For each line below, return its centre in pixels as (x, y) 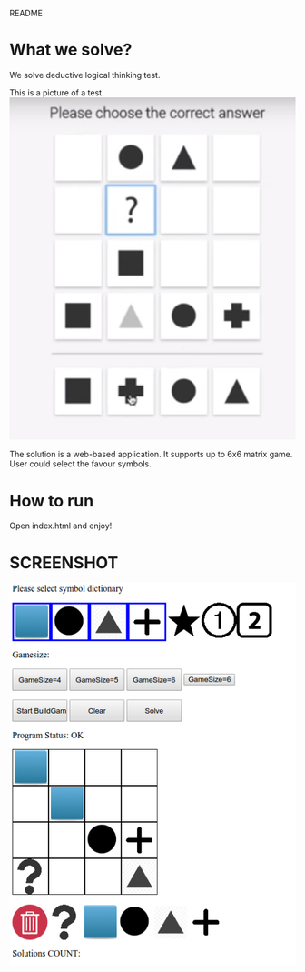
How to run (52, 501)
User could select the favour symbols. (80, 464)
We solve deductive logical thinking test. (85, 75)
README (26, 13)
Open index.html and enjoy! (61, 526)
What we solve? (71, 50)
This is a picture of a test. (57, 92)
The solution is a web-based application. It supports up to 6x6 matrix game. (151, 455)
